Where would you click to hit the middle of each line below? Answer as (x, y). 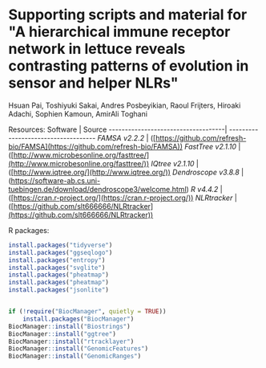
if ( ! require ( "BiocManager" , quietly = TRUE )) (87, 312)
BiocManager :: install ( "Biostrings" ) (69, 326)
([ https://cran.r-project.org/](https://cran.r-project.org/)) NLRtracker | (123, 198)
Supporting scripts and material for (128, 15)
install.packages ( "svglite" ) (57, 268)
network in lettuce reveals (97, 49)
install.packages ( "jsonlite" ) (59, 290)
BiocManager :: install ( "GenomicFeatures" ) (79, 349)
